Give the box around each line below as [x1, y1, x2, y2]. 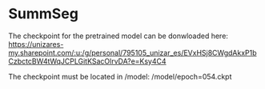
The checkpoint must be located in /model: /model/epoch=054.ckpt [8, 72, 232, 81]
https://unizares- [8, 39, 64, 48]
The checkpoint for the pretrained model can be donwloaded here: [8, 31, 228, 41]
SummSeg [8, 5, 78, 23]
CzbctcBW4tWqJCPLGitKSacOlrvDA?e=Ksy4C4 [8, 56, 167, 66]
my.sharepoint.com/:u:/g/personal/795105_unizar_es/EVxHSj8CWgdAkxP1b [8, 48, 257, 57]
